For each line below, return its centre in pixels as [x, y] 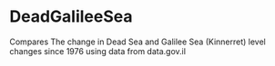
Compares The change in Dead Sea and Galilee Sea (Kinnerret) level [137, 42]
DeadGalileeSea [71, 17]
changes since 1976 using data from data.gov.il [98, 51]
